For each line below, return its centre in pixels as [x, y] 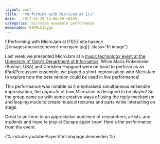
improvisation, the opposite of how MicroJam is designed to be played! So [80, 92]
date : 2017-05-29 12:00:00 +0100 [41, 19]
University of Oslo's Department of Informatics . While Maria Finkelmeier [77, 62]
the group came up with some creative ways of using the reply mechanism [80, 97]
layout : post [18, 10]
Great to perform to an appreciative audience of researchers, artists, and [78, 117]
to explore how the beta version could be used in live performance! [72, 77]
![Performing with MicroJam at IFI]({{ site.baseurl [54, 41]
